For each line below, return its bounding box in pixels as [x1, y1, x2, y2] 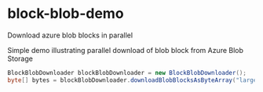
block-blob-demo [7, 5, 124, 23]
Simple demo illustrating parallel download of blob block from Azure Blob [7, 45, 244, 55]
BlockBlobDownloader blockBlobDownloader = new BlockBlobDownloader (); [7, 69, 247, 76]
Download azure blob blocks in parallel [7, 30, 133, 40]
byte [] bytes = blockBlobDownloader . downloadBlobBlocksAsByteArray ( [7, 76, 236, 84]
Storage [7, 54, 33, 63]
